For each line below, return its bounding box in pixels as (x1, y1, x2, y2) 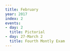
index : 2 (5, 16, 23, 21)
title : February (5, 7, 38, 12)
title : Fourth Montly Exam (9, 39, 65, 44)
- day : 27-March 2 (5, 34, 43, 39)
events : (5, 20, 21, 26)
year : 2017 (5, 12, 28, 17)
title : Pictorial (9, 30, 45, 34)
